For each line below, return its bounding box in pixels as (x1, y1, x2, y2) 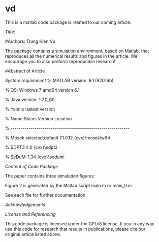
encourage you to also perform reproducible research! (5, 58, 116, 64)
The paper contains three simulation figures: (5, 173, 95, 179)
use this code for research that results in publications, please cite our (5, 226, 146, 232)
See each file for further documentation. (5, 192, 87, 198)
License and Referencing (5, 211, 56, 217)
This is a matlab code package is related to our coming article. (5, 19, 131, 25)
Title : (5, 29, 16, 35)
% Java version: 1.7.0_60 (5, 97, 55, 103)
